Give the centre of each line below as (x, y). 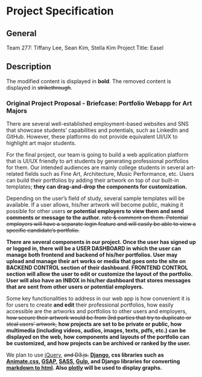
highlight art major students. (41, 143)
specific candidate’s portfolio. (43, 231)
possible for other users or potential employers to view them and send (95, 211)
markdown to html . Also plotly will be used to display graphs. (84, 368)
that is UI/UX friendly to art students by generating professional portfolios (97, 161)
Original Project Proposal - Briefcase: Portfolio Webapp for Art (99, 103)
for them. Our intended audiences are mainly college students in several (96, 167)
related (15, 174)
